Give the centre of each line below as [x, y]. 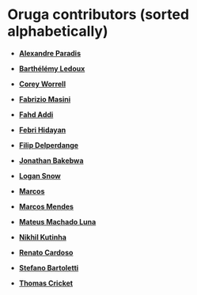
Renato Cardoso [46, 252]
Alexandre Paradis [49, 53]
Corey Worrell [42, 84]
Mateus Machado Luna [57, 221]
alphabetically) [58, 31]
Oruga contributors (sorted [98, 15]
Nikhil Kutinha [42, 237]
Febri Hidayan [42, 130]
